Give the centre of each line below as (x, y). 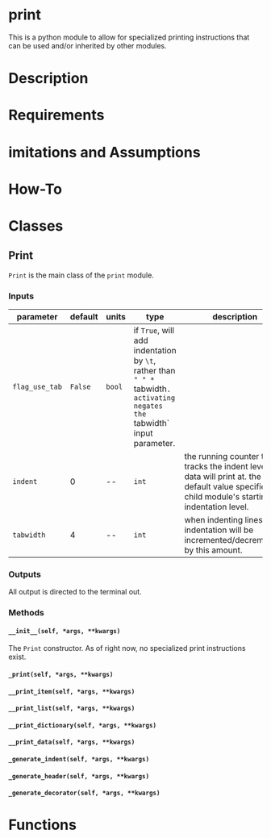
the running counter (222, 456)
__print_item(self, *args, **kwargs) (72, 691)
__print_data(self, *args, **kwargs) (72, 742)
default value (209, 486)
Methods (26, 613)
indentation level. (217, 507)
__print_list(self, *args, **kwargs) (72, 709)
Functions (42, 825)
